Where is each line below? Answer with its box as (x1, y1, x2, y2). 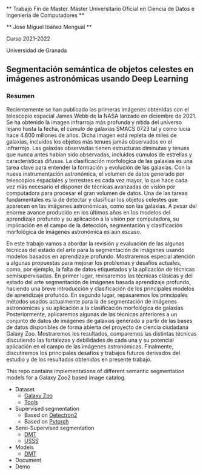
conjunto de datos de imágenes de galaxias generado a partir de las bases (6, 317, 193, 324)
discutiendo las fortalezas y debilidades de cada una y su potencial (6, 336, 175, 344)
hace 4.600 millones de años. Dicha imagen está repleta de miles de (6, 131, 177, 139)
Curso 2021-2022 (6, 35, 50, 42)
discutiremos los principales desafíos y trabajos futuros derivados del (6, 349, 181, 356)
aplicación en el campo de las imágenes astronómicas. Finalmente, (6, 342, 174, 350)
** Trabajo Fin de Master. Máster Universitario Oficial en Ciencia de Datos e (6, 5, 195, 12)
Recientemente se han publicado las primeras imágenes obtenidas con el (6, 105, 189, 113)
